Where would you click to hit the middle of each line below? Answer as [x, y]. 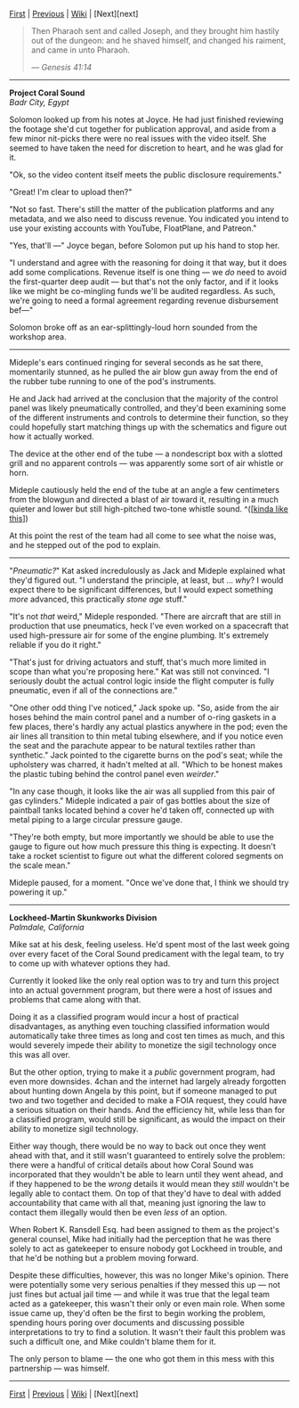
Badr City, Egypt [39, 102]
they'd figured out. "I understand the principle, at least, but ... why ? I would [146, 580]
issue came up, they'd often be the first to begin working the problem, [137, 1313]
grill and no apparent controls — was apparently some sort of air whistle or [146, 463]
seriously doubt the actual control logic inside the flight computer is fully [142, 681]
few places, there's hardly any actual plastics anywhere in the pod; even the [149, 727]
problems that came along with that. [75, 999]
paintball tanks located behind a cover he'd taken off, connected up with [141, 810]
